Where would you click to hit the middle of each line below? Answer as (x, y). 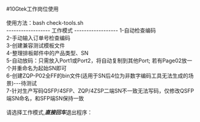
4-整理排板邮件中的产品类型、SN (47, 53)
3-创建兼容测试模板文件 (36, 45)
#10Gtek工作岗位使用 (33, 9)
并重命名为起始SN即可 (39, 68)
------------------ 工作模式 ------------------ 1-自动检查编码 (81, 30)
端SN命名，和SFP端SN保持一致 (45, 98)
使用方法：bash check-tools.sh (45, 23)
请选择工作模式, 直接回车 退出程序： (50, 112)
